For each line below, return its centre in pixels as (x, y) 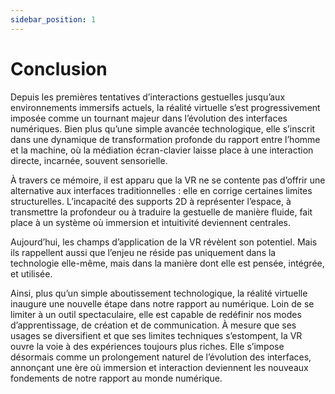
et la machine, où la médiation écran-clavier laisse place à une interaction (162, 150)
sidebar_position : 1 (53, 19)
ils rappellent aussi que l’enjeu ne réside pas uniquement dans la (143, 252)
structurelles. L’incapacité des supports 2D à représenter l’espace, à (151, 201)
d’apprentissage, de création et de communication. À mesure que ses (153, 325)
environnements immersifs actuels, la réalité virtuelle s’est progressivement (165, 107)
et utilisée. (31, 273)
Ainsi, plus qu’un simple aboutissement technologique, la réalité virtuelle (159, 293)
